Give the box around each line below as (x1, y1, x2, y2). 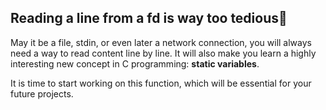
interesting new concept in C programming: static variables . (10, 57, 260, 70)
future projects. (10, 87, 74, 100)
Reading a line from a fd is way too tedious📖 (10, 10, 288, 27)
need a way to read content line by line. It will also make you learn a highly (10, 47, 317, 59)
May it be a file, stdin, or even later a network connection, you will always (10, 36, 312, 48)
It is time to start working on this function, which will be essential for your (10, 77, 312, 89)
